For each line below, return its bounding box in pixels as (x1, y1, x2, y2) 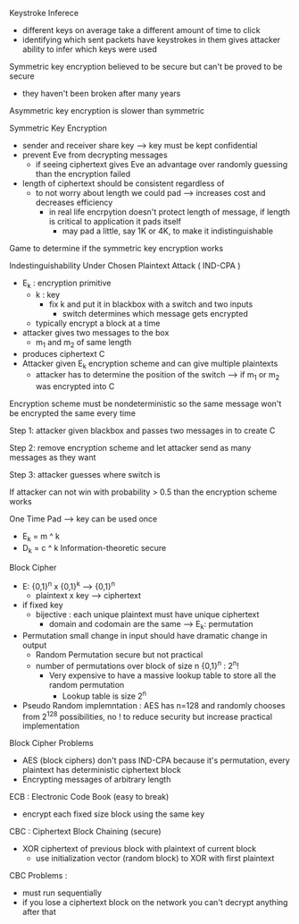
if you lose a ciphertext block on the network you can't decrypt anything (21, 897, 288, 908)
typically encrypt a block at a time (35, 318, 161, 328)
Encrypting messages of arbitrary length (21, 774, 171, 785)
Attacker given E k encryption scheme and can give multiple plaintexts (21, 358, 278, 370)
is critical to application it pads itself (48, 216, 181, 226)
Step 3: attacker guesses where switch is (9, 470, 161, 480)
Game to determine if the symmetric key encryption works (9, 243, 224, 253)
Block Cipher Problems (9, 738, 94, 749)
